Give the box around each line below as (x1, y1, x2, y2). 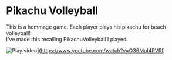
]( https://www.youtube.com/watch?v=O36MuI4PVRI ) (37, 47, 166, 54)
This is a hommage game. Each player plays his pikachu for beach (6, 23, 166, 30)
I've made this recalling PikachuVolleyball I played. (6, 36, 128, 43)
